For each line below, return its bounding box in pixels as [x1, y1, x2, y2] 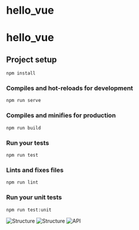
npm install [6, 70, 36, 76]
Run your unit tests [6, 193, 62, 201]
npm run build [6, 125, 42, 131]
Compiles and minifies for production [6, 111, 116, 120]
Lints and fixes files [6, 166, 64, 174]
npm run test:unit [6, 207, 52, 213]
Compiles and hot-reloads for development [6, 84, 134, 92]
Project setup [6, 54, 58, 64]
